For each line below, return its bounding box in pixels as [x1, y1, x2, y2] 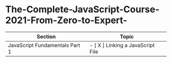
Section [36, 33, 56, 40]
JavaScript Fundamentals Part [8, 42, 80, 49]
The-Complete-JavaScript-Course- [5, 4, 160, 15]
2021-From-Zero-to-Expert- [5, 14, 127, 26]
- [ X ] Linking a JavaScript [89, 42, 155, 49]
